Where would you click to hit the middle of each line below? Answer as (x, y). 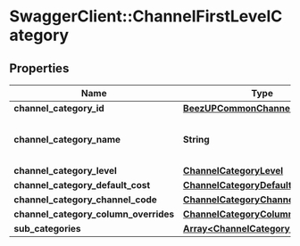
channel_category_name (67, 139)
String (196, 139)
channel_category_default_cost (82, 185)
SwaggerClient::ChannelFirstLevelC (146, 16)
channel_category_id (59, 108)
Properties (39, 68)
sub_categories (48, 229)
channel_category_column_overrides (94, 214)
